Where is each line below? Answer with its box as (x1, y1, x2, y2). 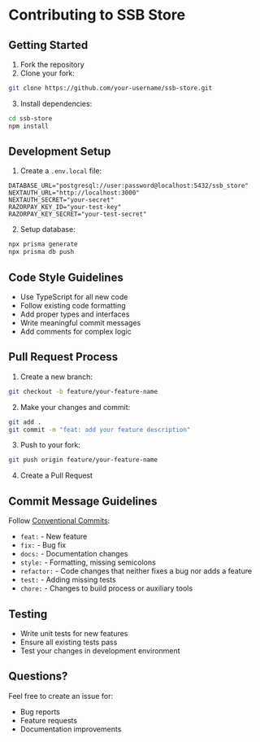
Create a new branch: (19, 372, 93, 382)
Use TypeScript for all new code (19, 292, 128, 302)
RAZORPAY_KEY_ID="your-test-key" (8, 203, 122, 212)
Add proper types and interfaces (19, 309, 130, 319)
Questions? (8, 670, 68, 683)
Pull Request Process (8, 350, 119, 364)
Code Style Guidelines (8, 270, 123, 284)
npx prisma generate (8, 240, 79, 249)
